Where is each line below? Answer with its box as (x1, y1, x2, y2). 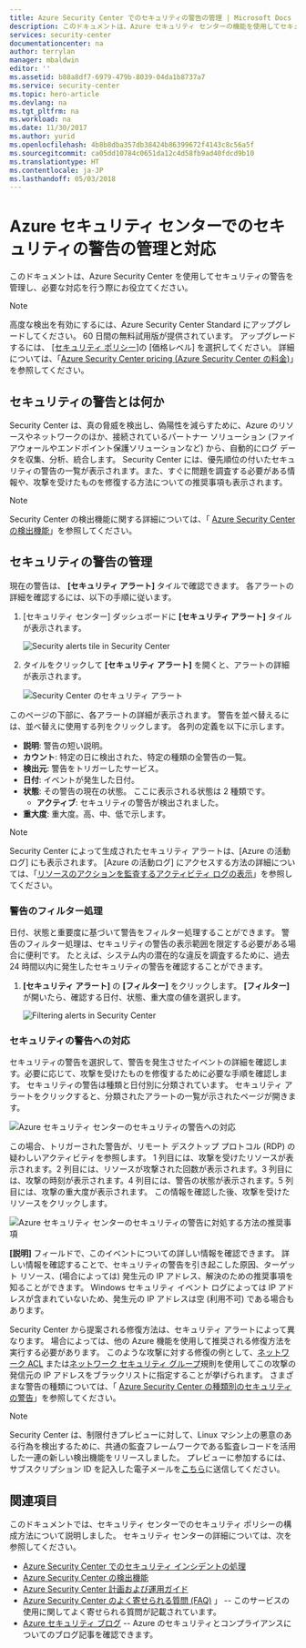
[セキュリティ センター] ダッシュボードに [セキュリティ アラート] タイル (22, 611, 292, 622)
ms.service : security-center (9, 81, 120, 90)
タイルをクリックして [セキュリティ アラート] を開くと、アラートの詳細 (22, 659, 290, 670)
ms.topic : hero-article (9, 89, 100, 98)
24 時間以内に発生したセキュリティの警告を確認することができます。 (9, 961, 269, 972)
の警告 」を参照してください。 (9, 1392, 121, 1403)
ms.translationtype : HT (9, 157, 100, 167)
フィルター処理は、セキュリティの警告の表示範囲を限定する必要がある (25, 939, 289, 950)
